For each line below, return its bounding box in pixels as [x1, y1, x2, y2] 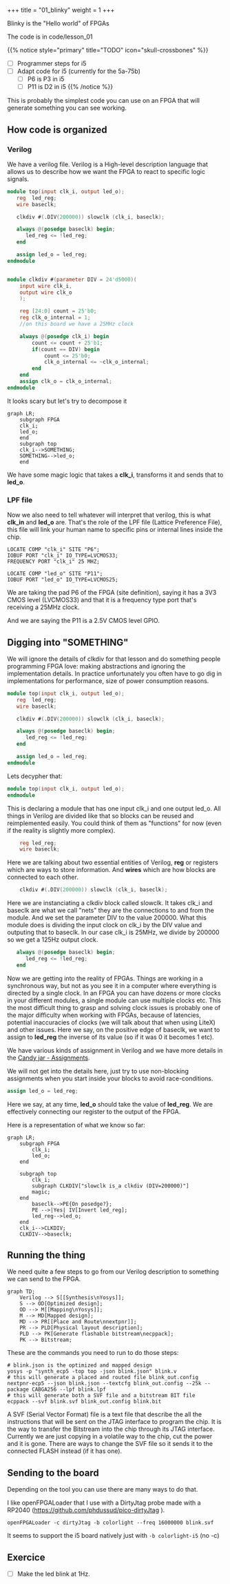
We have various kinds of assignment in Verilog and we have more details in [7, 1046, 223, 1054]
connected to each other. [7, 873, 79, 882]
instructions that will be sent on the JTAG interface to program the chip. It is [7, 1418, 222, 1426]
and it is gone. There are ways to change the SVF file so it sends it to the [7, 1440, 213, 1448]
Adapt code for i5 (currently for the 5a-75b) [17, 67, 141, 75]
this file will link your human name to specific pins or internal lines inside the [7, 526, 223, 534]
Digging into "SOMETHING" [7, 636, 129, 648]
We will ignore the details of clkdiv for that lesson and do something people [7, 655, 221, 663]
